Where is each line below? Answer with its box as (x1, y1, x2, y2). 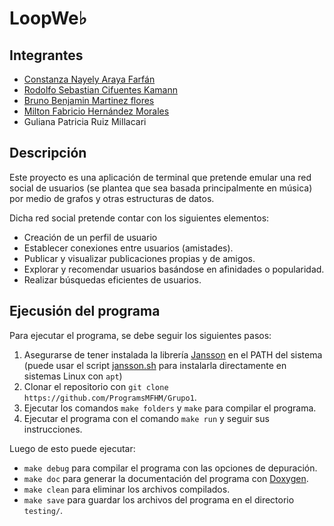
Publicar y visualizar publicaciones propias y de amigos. (23, 252, 256, 264)
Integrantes (9, 47, 84, 64)
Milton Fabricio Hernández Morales (23, 105, 170, 117)
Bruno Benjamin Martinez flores (23, 95, 155, 106)
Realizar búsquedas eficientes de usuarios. (23, 273, 202, 286)
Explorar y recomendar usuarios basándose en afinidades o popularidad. (23, 263, 325, 275)
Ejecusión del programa (9, 303, 161, 320)
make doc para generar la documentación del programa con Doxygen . (23, 472, 309, 484)
